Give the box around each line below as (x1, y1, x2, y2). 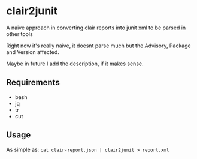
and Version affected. (6, 48, 60, 55)
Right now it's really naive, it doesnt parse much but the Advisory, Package (6, 42, 191, 49)
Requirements (6, 77, 60, 88)
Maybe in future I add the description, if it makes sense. (6, 60, 144, 67)
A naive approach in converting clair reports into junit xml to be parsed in (6, 24, 186, 31)
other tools (6, 30, 33, 37)
